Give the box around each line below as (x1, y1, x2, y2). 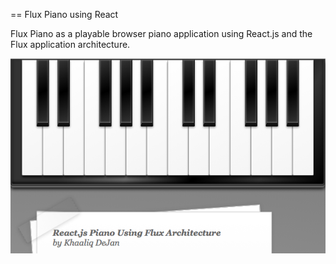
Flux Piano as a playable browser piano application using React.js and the (10, 28, 313, 39)
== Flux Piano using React (10, 9, 119, 20)
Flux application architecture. (10, 39, 131, 50)
